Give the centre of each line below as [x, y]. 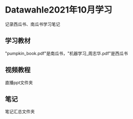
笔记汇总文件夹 [20, 112]
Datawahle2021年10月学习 [59, 10]
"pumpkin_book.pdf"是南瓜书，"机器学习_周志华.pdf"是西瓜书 [66, 53]
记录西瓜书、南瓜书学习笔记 [33, 24]
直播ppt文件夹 [19, 82]
